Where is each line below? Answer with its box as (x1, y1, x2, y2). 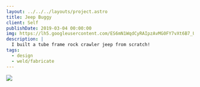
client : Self (6, 20, 39, 25)
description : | (6, 36, 44, 42)
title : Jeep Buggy (6, 14, 52, 20)
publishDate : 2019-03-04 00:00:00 (6, 25, 92, 31)
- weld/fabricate (11, 58, 55, 64)
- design (11, 53, 33, 59)
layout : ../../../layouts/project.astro (6, 8, 108, 15)
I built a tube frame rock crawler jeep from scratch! (11, 42, 151, 48)
